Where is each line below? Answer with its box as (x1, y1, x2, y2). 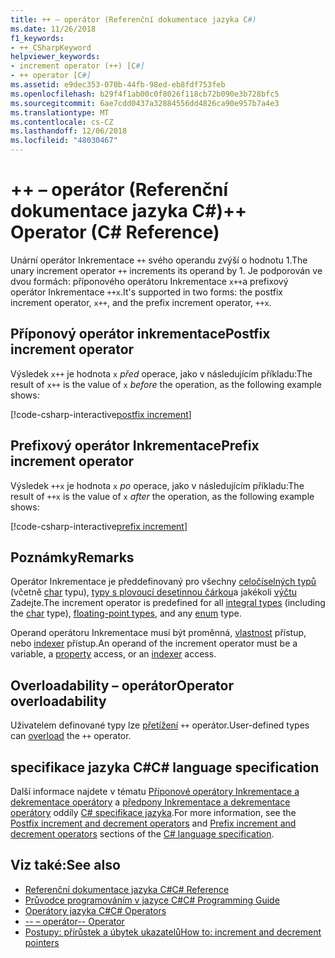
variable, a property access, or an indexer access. (10, 648, 217, 660)
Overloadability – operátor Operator (10, 677, 235, 694)
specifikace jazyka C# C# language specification (10, 759, 320, 776)
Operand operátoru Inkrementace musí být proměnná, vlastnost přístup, (10, 627, 307, 639)
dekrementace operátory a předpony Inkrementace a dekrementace (10, 796, 291, 808)
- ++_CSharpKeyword (10, 42, 92, 53)
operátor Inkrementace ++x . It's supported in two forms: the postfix (10, 286, 283, 298)
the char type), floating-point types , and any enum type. (10, 607, 242, 620)
